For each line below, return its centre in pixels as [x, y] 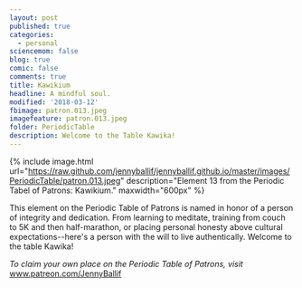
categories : [32, 34]
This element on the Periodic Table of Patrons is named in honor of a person [151, 207]
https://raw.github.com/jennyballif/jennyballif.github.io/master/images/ [159, 171]
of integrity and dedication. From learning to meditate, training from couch [148, 217]
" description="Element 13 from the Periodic [203, 180]
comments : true [38, 77]
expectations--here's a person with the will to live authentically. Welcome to [151, 236]
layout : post [34, 18]
